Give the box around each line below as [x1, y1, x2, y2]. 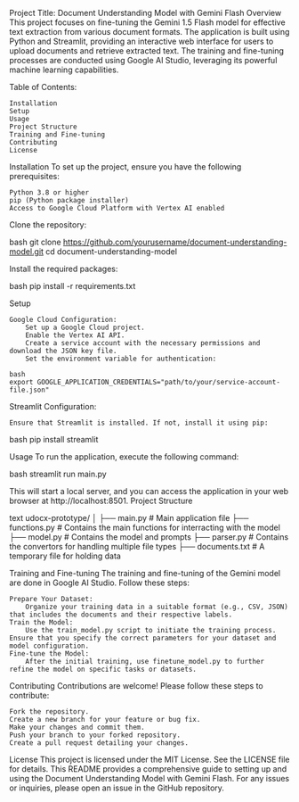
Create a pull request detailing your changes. [9, 739, 190, 748]
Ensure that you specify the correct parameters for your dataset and [9, 633, 277, 642]
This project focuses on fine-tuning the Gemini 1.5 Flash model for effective [9, 17, 287, 28]
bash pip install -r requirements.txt [9, 281, 136, 291]
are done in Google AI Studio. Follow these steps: [9, 577, 190, 588]
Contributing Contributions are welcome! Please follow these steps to [9, 681, 264, 690]
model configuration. [9, 641, 90, 650]
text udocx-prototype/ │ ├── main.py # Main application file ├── [9, 513, 249, 523]
